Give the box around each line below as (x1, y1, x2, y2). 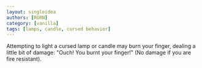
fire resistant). (6, 55, 42, 63)
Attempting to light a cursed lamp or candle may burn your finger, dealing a (6, 42, 196, 50)
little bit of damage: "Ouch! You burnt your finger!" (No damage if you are (6, 49, 192, 56)
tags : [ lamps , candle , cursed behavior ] (6, 25, 111, 32)
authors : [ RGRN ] (6, 15, 48, 21)
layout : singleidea (6, 8, 56, 15)
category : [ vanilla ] (6, 20, 59, 26)
